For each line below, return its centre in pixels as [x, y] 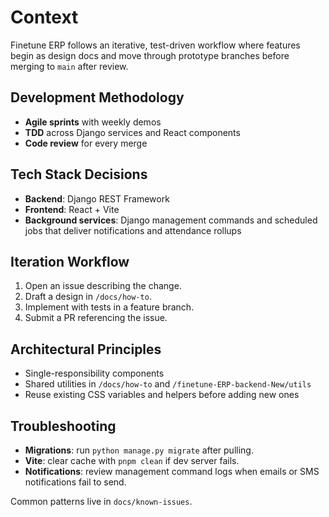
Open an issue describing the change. [103, 286]
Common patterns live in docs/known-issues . [101, 501]
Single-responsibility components [94, 373]
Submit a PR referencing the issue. [96, 318]
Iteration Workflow [70, 261]
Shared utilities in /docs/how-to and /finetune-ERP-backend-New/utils [168, 384]
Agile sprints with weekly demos [93, 122]
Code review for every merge [86, 143]
